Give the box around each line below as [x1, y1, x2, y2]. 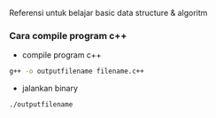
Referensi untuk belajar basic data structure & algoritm [9, 8, 208, 18]
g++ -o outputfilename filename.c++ [9, 67, 144, 76]
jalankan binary [21, 83, 78, 94]
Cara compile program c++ [9, 29, 127, 42]
